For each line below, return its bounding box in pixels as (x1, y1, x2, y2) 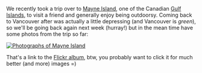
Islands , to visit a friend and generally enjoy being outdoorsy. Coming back (6, 11, 192, 19)
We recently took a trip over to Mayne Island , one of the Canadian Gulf (6, 5, 181, 12)
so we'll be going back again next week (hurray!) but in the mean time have (6, 24, 194, 31)
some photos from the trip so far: (6, 31, 89, 38)
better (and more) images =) (6, 60, 77, 67)
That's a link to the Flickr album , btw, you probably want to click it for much (6, 54, 193, 60)
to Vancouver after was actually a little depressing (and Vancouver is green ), (6, 18, 196, 25)
